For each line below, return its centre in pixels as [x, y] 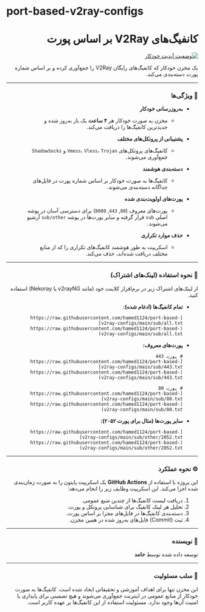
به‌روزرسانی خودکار [161, 109]
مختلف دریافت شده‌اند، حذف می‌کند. [127, 254]
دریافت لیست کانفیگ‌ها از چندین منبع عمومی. [132, 501]
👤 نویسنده [185, 541]
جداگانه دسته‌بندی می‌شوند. [137, 187]
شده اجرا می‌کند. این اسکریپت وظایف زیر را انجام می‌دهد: [133, 489]
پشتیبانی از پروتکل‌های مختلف [150, 139]
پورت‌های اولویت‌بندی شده [154, 199]
